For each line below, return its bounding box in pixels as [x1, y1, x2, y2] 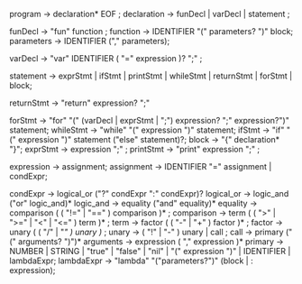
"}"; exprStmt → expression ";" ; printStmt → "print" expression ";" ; [9, 144, 261, 154]
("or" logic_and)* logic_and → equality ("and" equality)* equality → [9, 198, 258, 208]
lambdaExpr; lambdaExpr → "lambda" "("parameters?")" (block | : [9, 255, 254, 266]
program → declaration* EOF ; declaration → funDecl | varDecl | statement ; [9, 9, 290, 19]
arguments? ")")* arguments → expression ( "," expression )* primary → [17, 236, 284, 247]
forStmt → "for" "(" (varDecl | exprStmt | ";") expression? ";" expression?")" [9, 115, 290, 125]
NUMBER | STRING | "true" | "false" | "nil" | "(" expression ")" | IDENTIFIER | [9, 246, 291, 256]
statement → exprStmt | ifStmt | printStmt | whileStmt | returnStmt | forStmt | [9, 70, 293, 81]
